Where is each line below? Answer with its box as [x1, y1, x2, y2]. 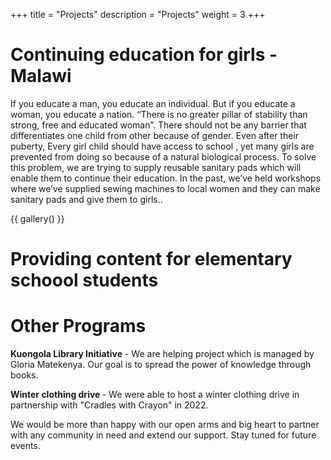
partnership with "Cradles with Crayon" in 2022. [10, 399, 209, 411]
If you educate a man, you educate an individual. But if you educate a [10, 97, 296, 109]
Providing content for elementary [10, 248, 293, 271]
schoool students [10, 269, 159, 292]
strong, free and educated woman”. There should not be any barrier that [10, 119, 307, 131]
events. [10, 440, 41, 452]
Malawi [10, 65, 72, 88]
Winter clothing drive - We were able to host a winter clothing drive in [10, 389, 300, 401]
